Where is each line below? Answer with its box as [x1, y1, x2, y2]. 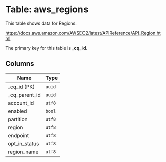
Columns [5, 59, 34, 68]
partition [8, 116, 28, 123]
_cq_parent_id [8, 91, 41, 98]
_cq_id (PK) [8, 83, 35, 90]
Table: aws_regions [5, 4, 89, 15]
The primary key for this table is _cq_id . [5, 45, 87, 51]
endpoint [8, 132, 29, 139]
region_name [8, 148, 39, 155]
